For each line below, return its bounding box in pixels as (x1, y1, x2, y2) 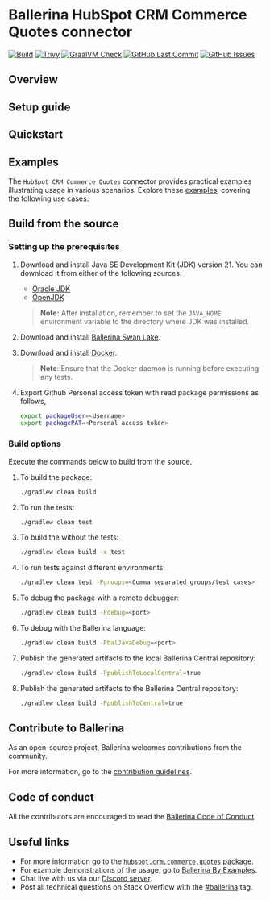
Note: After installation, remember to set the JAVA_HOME (39, 308, 222, 318)
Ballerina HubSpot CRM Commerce (8, 6, 247, 24)
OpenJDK (31, 292, 64, 302)
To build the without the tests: (19, 532, 119, 542)
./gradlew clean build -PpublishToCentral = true (19, 699, 183, 707)
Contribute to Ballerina (8, 722, 125, 735)
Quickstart (8, 127, 64, 142)
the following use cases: (8, 194, 89, 203)
